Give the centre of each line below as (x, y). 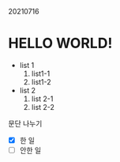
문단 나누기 (25, 123)
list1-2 (41, 81)
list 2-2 (43, 107)
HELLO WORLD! (60, 43)
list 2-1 (42, 99)
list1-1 (41, 73)
